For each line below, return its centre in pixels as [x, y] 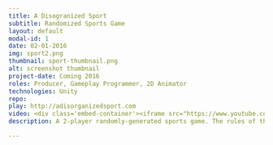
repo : [17, 99]
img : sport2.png [36, 53]
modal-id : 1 [28, 38]
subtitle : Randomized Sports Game [67, 23]
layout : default [36, 31]
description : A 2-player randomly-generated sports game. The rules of [132, 122]
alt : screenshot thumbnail [54, 69]
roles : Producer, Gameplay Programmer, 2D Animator [97, 83]
